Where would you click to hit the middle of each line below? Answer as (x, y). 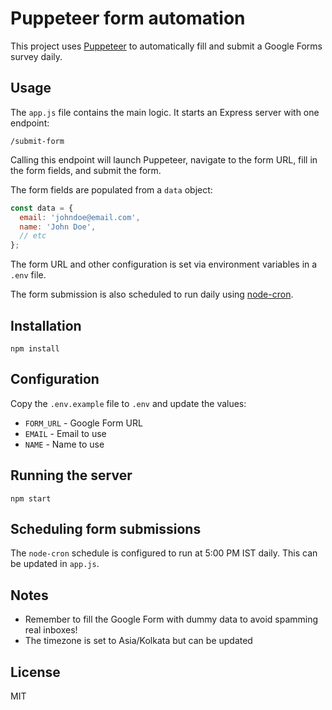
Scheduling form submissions (106, 528)
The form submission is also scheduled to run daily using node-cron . (152, 294)
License (35, 672)
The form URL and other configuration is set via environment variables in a (164, 264)
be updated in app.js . (55, 564)
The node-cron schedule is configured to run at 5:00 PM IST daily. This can (164, 553)
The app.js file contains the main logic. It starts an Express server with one (165, 112)
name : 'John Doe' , (58, 227)
